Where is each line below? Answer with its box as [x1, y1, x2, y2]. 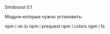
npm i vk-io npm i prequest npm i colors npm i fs [5, 23, 105, 29]
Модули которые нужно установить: [5, 14, 83, 19]
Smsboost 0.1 [5, 4, 32, 10]
